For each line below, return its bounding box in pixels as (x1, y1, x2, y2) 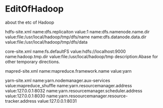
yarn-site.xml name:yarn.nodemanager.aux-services (5, 77, 110, 83)
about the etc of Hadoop (5, 19, 54, 25)
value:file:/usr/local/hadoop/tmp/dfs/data (5, 39, 88, 45)
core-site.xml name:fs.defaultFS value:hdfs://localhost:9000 (5, 48, 126, 54)
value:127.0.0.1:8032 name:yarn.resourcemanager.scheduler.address (5, 88, 143, 93)
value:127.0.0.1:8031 (37, 98, 77, 104)
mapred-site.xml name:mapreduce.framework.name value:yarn (5, 68, 132, 74)
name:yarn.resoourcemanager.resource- (46, 93, 128, 99)
